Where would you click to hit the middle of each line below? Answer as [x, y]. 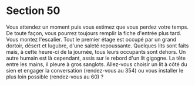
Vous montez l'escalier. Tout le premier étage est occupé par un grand [91, 39]
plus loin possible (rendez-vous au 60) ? [55, 77]
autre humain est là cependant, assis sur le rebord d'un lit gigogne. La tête [96, 58]
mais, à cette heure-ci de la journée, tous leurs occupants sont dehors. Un [96, 51]
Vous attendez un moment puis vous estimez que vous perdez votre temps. [97, 27]
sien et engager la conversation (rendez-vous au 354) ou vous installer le [95, 70]
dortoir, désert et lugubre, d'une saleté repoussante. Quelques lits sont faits [97, 46]
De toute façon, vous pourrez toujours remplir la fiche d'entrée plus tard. [94, 33]
